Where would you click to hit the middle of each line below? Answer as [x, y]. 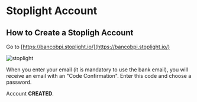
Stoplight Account [52, 11]
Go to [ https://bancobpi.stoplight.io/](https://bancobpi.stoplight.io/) [88, 47]
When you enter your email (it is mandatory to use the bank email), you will [97, 70]
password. [19, 82]
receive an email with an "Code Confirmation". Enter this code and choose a [99, 76]
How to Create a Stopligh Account [70, 33]
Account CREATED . [30, 93]
